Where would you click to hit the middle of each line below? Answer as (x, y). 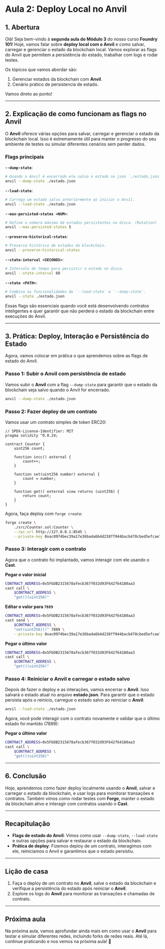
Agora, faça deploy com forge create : (44, 513)
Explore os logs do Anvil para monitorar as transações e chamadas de (83, 894)
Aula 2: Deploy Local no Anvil (66, 9)
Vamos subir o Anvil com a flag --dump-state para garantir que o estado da (81, 384)
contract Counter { (25, 444)
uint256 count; (29, 448)
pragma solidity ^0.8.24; (31, 435)
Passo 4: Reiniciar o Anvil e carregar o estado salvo (68, 678)
